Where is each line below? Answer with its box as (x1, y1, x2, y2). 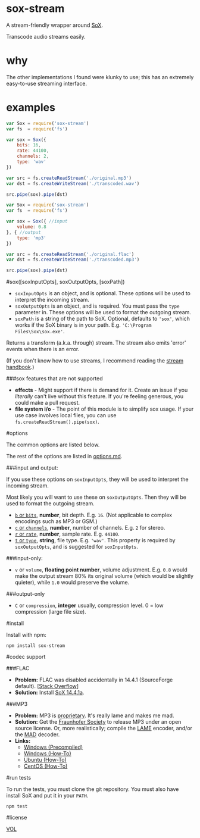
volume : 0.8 (17, 224, 46, 230)
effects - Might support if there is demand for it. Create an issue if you (14, 386, 188, 394)
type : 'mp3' (17, 234, 46, 241)
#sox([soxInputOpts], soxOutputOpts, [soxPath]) (6, 279, 125, 286)
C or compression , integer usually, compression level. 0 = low (14, 602, 164, 609)
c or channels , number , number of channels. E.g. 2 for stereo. (14, 524, 165, 531)
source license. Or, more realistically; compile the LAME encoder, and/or (14, 725, 192, 732)
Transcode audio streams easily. (6, 33, 86, 40)
